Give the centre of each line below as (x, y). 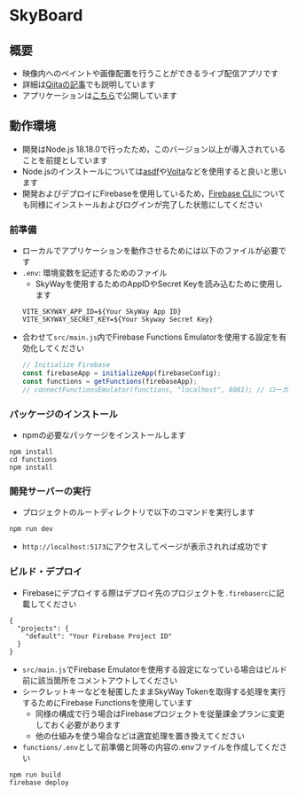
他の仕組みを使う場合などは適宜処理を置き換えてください (140, 736)
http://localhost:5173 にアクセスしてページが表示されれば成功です (145, 547)
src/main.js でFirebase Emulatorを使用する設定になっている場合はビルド (155, 669)
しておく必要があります (78, 724)
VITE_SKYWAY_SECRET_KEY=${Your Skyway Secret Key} (118, 320)
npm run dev (31, 529)
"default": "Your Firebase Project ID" (99, 636)
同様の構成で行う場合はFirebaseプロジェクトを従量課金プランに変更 (160, 714)
